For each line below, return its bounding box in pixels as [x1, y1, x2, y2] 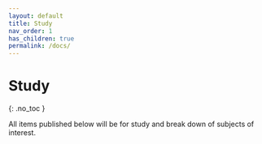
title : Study [8, 19, 53, 28]
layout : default [8, 11, 63, 20]
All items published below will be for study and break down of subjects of [8, 119, 255, 129]
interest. [8, 128, 37, 138]
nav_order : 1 [8, 27, 53, 35]
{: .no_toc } [8, 104, 46, 113]
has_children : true [8, 34, 75, 43]
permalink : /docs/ [8, 42, 71, 50]
